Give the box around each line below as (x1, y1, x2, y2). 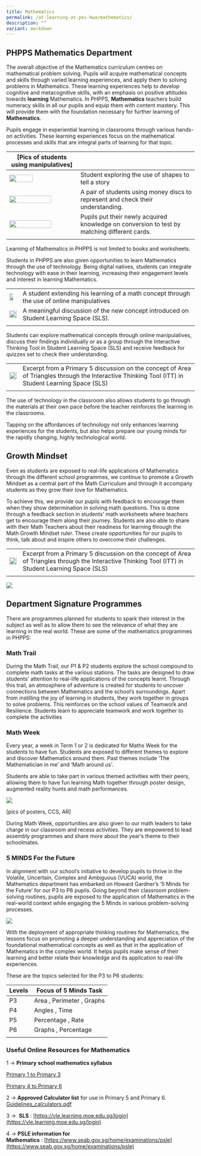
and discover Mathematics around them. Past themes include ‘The (6, 755, 170, 762)
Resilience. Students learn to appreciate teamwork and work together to (6, 707, 184, 714)
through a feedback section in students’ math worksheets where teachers (6, 510, 188, 518)
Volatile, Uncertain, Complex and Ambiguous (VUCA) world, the (6, 874, 163, 881)
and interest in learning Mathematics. (6, 276, 98, 283)
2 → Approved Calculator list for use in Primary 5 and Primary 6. (6, 1094, 166, 1101)
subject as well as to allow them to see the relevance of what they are (6, 621, 178, 628)
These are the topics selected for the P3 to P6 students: (6, 972, 144, 979)
